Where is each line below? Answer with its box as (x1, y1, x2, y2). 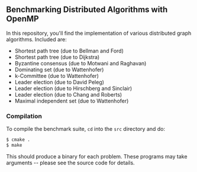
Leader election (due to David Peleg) (14, 78, 105, 85)
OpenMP (6, 14, 40, 24)
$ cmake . (6, 137, 31, 143)
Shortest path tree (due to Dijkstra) (14, 53, 100, 61)
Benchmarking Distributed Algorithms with (6, 5, 168, 15)
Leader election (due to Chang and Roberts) (14, 91, 122, 98)
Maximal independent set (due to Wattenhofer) (14, 97, 129, 104)
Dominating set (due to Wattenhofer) (14, 66, 104, 73)
